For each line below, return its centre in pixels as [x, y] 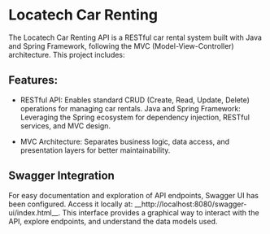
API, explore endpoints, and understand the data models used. [113, 221]
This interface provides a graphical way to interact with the [161, 212]
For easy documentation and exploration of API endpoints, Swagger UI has [133, 195]
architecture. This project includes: [67, 54]
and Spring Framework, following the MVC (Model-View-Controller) [121, 45]
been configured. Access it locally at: [71, 204]
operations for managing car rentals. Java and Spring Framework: [131, 108]
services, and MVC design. [65, 126]
